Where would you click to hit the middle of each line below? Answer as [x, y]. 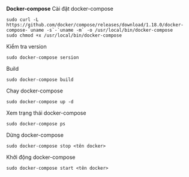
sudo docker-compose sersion [43, 58]
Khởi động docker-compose [41, 157]
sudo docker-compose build [40, 80]
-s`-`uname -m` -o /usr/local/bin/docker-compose [109, 30]
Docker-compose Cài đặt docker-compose [60, 9]
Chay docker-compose [34, 91]
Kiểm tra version [26, 46]
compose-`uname [25, 30]
